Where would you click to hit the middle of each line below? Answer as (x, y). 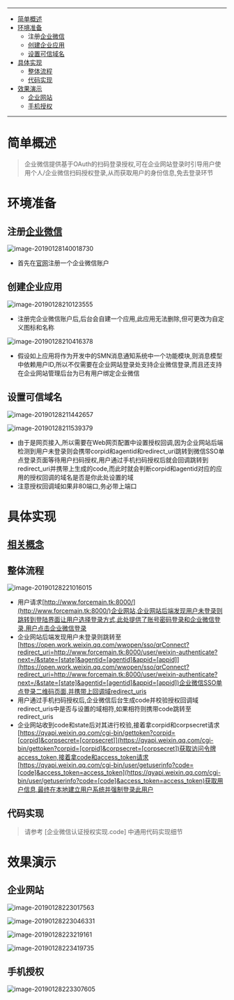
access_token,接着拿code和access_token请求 (83, 757)
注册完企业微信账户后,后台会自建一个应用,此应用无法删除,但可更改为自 (117, 319)
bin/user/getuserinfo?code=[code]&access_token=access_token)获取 (117, 780)
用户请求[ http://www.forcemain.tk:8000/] (76, 602)
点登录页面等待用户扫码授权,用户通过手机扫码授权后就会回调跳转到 (113, 460)
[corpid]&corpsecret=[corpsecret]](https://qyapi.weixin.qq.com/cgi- (115, 740)
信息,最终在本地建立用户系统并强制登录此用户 (88, 789)
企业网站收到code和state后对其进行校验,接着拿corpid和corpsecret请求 (118, 725)
